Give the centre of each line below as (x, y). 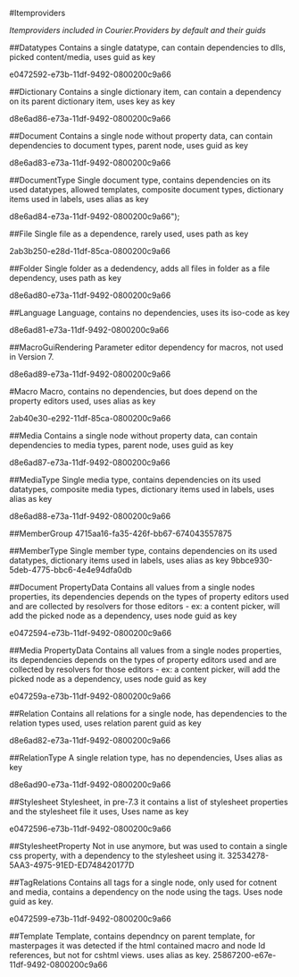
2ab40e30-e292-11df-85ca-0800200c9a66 (90, 418)
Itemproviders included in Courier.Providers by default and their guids (137, 30)
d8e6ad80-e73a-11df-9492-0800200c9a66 (90, 295)
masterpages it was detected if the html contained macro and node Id (137, 946)
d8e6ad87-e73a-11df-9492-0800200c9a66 (90, 463)
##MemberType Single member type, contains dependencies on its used (143, 551)
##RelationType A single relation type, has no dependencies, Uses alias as (146, 758)
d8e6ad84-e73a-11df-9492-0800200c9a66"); (95, 217)
